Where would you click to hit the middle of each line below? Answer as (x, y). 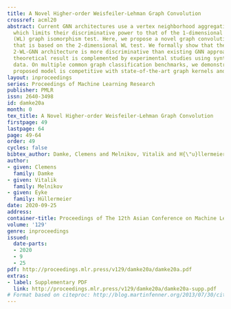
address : (20, 212)
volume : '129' (27, 224)
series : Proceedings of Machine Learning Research (81, 84)
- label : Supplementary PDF (47, 282)
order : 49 (21, 142)
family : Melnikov (38, 187)
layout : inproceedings (40, 77)
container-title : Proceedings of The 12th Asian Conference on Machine (112, 218)
